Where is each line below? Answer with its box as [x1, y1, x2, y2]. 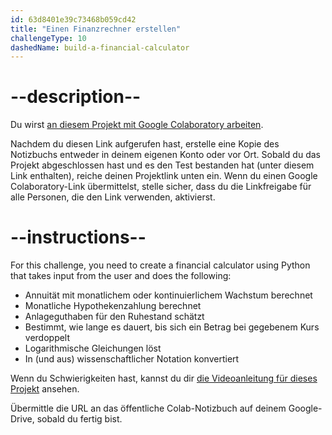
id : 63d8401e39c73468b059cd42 [10, 14, 137, 25]
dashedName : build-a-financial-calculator [10, 42, 190, 53]
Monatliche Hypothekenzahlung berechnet [24, 300, 202, 312]
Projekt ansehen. [10, 383, 80, 395]
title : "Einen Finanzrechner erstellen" [10, 24, 182, 34]
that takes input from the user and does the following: [10, 270, 232, 282]
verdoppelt [24, 332, 71, 344]
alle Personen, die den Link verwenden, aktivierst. [10, 191, 216, 203]
